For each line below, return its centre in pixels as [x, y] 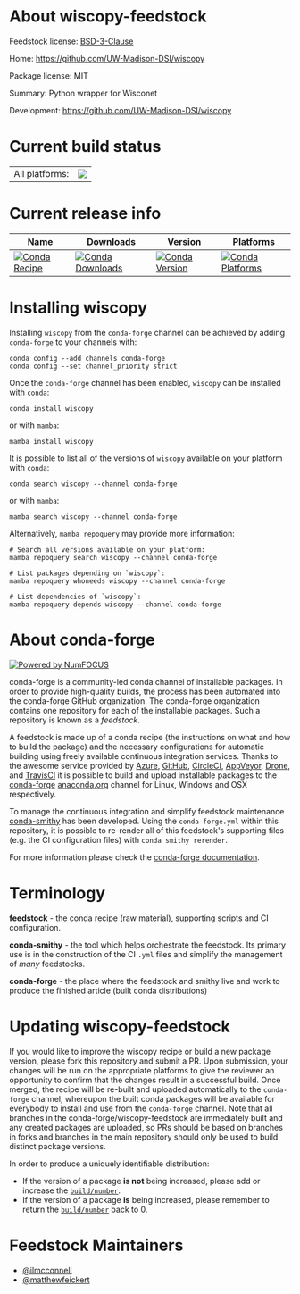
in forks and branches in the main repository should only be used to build [144, 1137]
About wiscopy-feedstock [108, 17]
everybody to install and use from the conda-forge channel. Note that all [141, 1108]
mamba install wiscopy [51, 441]
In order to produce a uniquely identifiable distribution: [109, 1164]
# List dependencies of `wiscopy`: [75, 597]
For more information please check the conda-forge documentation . [135, 857]
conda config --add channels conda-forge [87, 358]
